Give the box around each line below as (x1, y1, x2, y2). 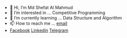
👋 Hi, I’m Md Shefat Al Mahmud (9, 5, 73, 10)
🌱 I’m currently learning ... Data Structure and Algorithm (9, 15, 122, 20)
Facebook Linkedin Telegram (9, 27, 69, 33)
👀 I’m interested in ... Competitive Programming (9, 10, 105, 16)
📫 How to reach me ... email (9, 20, 68, 26)
